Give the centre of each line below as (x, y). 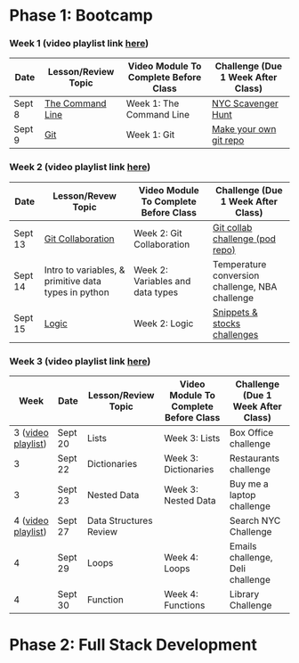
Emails (243, 546)
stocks (226, 323)
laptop (242, 495)
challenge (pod (244, 239)
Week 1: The (153, 103)
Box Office (251, 433)
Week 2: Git (158, 233)
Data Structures (120, 520)
